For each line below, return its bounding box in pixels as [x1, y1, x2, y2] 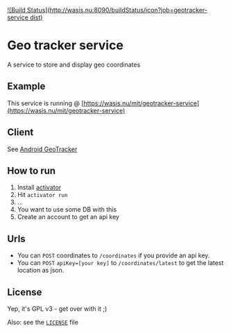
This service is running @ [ [7, 99, 84, 107]
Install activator [17, 183, 62, 191]
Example [7, 80, 46, 92]
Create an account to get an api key [17, 213, 120, 221]
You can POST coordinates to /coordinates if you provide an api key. [17, 251, 210, 259]
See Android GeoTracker [7, 145, 78, 153]
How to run [7, 164, 56, 176]
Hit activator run [17, 191, 68, 199]
